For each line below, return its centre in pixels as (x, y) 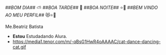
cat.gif (19, 47)
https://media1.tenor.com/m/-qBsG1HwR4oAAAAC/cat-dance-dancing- (87, 41)
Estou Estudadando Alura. (40, 36)
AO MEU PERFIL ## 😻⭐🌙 (31, 15)
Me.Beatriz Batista (24, 26)
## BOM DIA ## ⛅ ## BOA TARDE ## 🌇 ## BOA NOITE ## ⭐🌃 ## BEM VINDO (81, 7)
